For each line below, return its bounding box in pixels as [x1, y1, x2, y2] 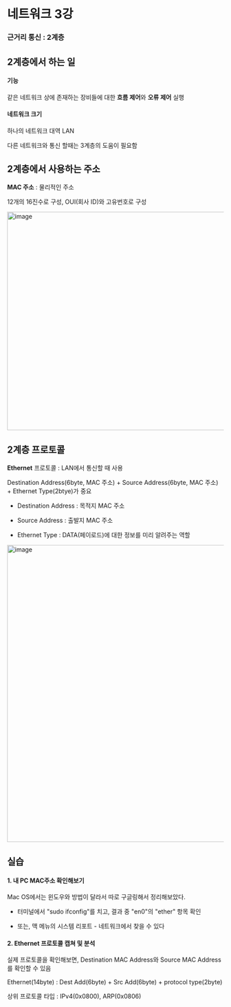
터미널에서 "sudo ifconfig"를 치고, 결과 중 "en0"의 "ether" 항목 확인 [16, 907, 201, 916]
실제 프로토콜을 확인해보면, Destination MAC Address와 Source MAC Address [7, 955, 221, 964]
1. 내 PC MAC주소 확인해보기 [7, 876, 85, 885]
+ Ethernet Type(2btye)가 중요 [7, 486, 92, 495]
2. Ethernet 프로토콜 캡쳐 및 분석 [7, 939, 96, 947]
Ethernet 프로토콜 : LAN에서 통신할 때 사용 [7, 464, 124, 472]
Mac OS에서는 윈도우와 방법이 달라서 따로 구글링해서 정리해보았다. [7, 893, 186, 901]
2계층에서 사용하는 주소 [7, 163, 101, 175]
